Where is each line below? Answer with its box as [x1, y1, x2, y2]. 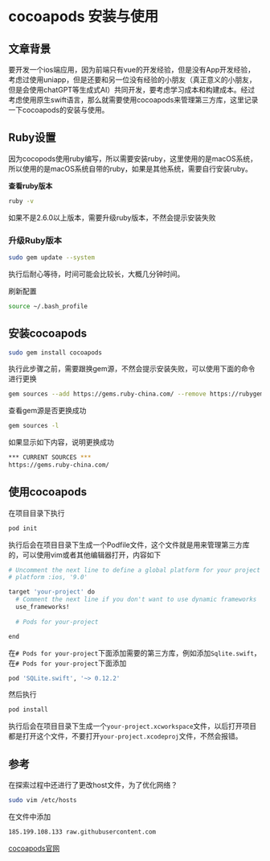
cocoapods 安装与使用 [8, 7, 159, 26]
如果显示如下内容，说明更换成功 [8, 437, 114, 447]
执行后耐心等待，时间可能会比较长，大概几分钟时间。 [8, 269, 185, 279]
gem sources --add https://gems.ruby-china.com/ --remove [8, 390, 207, 399]
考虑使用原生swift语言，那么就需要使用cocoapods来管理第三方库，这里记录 [8, 95, 259, 105]
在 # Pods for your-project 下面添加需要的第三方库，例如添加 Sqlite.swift [8, 648, 255, 657]
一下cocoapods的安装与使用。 [8, 106, 109, 114]
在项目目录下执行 [8, 508, 65, 518]
